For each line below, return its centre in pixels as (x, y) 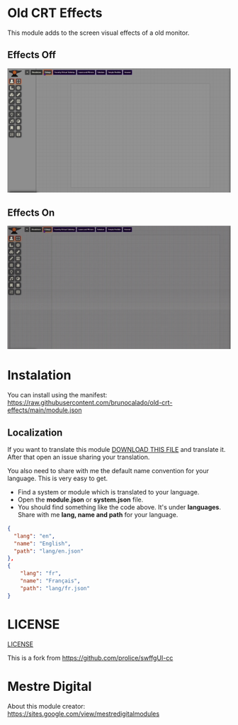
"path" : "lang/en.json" (49, 551)
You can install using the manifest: (57, 395)
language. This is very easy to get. (58, 478)
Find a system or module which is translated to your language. (108, 492)
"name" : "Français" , (50, 581)
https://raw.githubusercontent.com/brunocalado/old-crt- (90, 403)
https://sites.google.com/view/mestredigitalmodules (84, 714)
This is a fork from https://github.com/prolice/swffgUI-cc (90, 658)
